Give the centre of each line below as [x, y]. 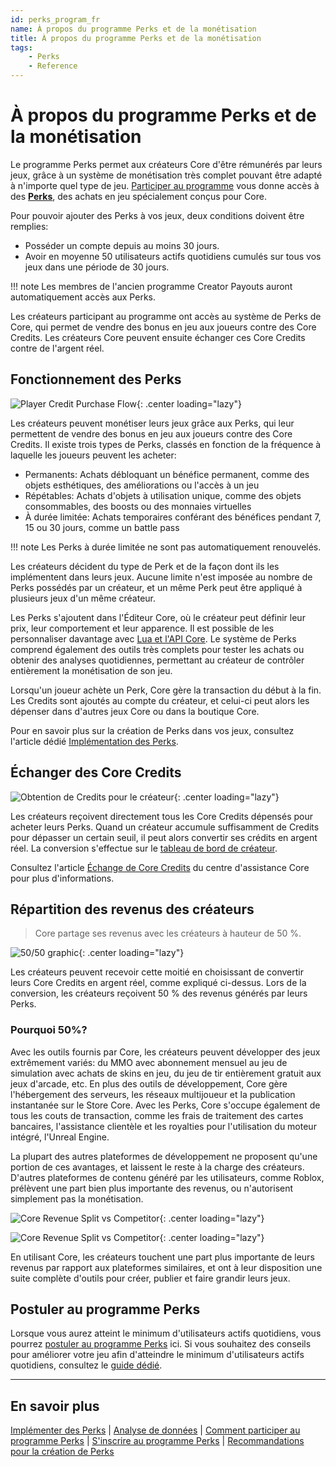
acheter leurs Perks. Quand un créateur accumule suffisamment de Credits [165, 827]
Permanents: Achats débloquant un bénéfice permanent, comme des [167, 474]
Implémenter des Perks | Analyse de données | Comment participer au [155, 1430]
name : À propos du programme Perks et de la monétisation [133, 29]
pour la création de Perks [62, 1452]
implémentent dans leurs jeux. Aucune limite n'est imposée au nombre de [161, 577]
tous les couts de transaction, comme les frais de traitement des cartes [157, 1115]
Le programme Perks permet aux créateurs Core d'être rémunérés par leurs [166, 164]
